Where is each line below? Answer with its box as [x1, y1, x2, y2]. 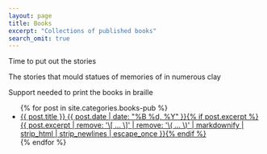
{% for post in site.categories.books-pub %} [19, 103, 168, 113]
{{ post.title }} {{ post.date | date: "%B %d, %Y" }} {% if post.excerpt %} [19, 112, 260, 122]
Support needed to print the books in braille [8, 88, 153, 98]
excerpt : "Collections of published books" [8, 27, 157, 35]
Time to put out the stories [8, 56, 97, 66]
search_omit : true [8, 34, 70, 43]
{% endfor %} [19, 138, 67, 148]
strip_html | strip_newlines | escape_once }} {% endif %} [19, 129, 207, 139]
